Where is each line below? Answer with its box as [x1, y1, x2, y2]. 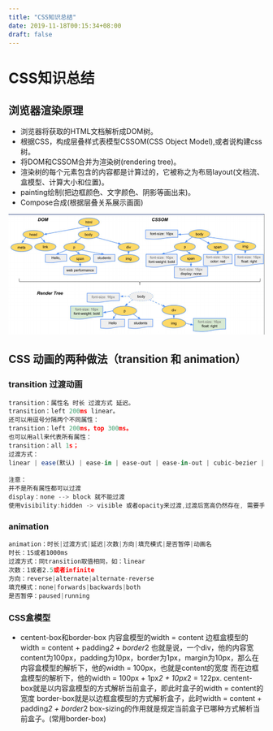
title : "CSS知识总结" [8, 13, 77, 21]
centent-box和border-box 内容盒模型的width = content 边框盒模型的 [19, 632, 249, 642]
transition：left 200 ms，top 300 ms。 [8, 425, 132, 433]
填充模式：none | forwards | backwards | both [8, 583, 141, 591]
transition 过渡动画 [8, 378, 83, 390]
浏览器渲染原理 [8, 103, 84, 117]
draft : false [8, 30, 53, 38]
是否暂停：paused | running [8, 591, 90, 600]
